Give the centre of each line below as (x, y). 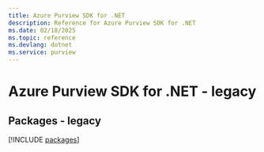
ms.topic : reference (42, 38)
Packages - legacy (55, 121)
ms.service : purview (42, 52)
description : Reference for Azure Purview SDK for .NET (102, 23)
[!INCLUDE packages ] (44, 140)
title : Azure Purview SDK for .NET (67, 15)
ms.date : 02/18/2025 (42, 30)
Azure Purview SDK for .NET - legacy (132, 91)
